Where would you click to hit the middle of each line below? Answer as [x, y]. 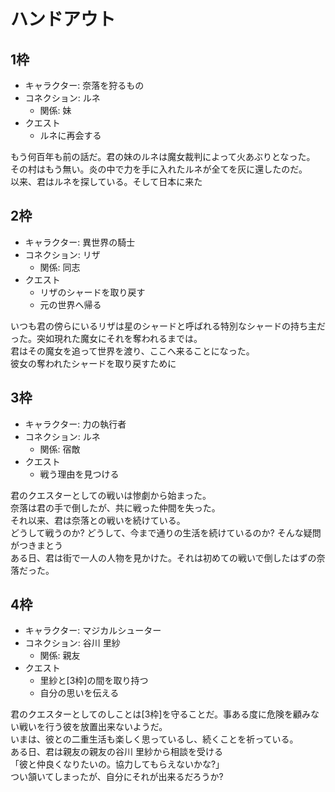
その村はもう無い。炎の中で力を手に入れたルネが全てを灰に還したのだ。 [159, 169]
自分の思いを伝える [79, 693]
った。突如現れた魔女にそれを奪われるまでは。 [106, 338]
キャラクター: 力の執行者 [75, 424]
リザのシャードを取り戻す [92, 292]
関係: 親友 [60, 656]
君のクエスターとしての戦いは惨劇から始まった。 [111, 495]
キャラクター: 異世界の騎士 [80, 242]
